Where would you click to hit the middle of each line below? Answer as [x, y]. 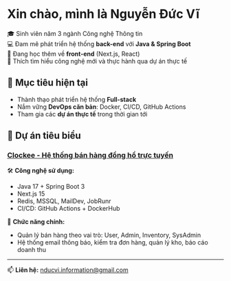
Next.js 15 [31, 194]
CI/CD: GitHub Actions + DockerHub [68, 209]
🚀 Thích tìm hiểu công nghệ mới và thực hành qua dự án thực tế [97, 61]
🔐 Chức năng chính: [36, 222]
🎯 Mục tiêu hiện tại [47, 83]
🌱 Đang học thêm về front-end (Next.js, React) [74, 54]
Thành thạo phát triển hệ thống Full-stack [77, 99]
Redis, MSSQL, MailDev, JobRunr [64, 201]
